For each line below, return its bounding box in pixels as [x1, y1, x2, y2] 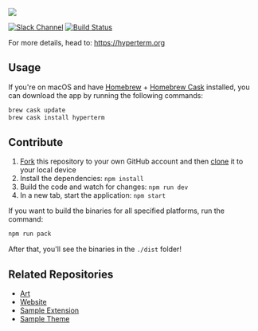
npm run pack [8, 230, 52, 238]
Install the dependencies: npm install [19, 174, 144, 183]
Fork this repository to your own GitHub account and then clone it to [19, 156, 244, 167]
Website [19, 298, 48, 307]
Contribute [8, 136, 64, 149]
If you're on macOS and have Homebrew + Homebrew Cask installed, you [8, 82, 251, 92]
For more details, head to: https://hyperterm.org [8, 38, 166, 47]
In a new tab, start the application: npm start [19, 191, 166, 200]
